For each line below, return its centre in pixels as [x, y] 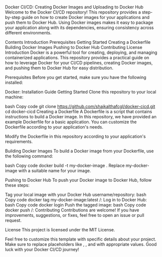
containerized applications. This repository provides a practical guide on [77, 57]
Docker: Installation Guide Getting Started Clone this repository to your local [81, 92]
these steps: [17, 185]
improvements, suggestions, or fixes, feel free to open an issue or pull [74, 215]
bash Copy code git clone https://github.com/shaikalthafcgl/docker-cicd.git [80, 106]
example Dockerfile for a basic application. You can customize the [71, 122]
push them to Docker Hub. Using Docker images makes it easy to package [79, 22]
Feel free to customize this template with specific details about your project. [81, 239]
